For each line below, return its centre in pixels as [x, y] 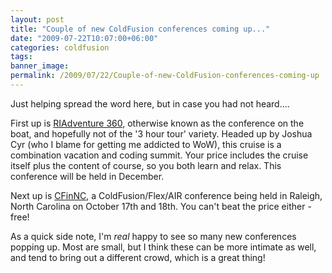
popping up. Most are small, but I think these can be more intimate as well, [163, 247]
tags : [21, 57]
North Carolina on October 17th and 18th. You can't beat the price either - [161, 206]
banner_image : [40, 66]
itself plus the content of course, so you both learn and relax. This [146, 165]
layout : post [37, 19]
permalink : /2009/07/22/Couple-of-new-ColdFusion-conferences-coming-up [165, 76]
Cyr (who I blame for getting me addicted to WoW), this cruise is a [146, 144]
